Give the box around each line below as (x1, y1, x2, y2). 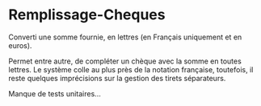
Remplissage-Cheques (8, 6, 166, 24)
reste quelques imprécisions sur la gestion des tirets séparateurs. (8, 73, 226, 83)
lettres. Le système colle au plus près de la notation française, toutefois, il (8, 64, 254, 74)
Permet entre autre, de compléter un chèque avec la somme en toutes (8, 56, 242, 66)
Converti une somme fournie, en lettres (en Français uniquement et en (8, 32, 242, 42)
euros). (8, 40, 32, 50)
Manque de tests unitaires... (8, 88, 101, 98)
